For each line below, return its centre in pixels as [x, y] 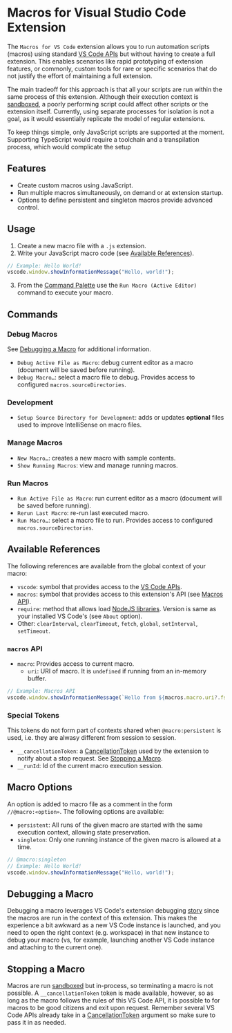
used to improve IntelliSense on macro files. [79, 425]
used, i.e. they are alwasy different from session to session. [92, 738]
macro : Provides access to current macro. [76, 664]
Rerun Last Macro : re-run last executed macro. [83, 512]
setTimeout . [33, 631]
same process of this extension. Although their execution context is [103, 96]
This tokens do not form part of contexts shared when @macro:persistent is [114, 730]
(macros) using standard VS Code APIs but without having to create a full [111, 54]
